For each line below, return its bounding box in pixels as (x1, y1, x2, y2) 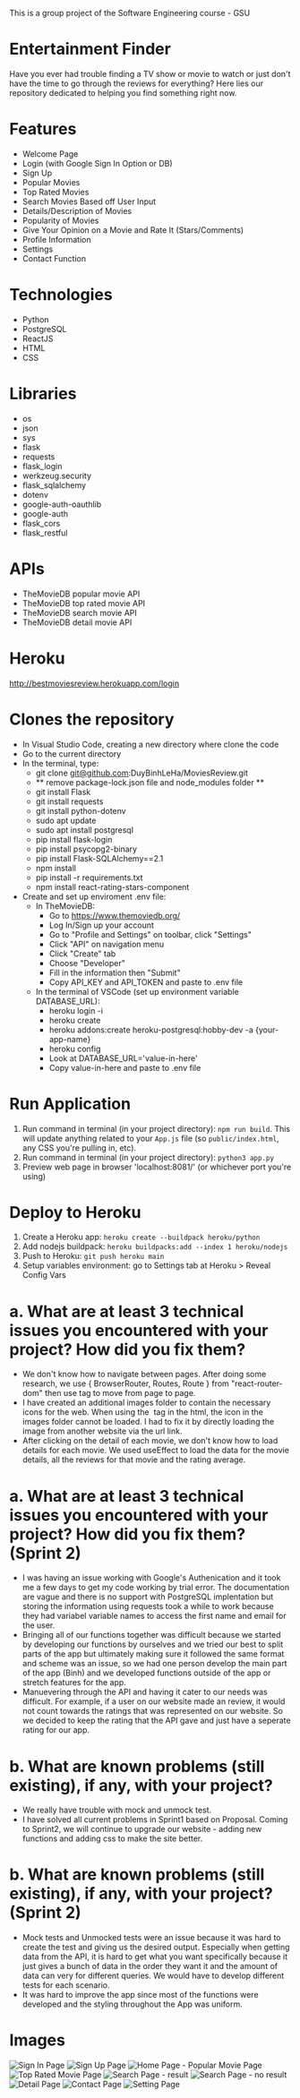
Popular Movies (21, 176, 81, 187)
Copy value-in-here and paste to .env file (48, 1062, 201, 1073)
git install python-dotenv (35, 805, 127, 816)
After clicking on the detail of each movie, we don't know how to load (21, 1435, 279, 1446)
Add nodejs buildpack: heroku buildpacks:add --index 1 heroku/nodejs (21, 1241, 288, 1252)
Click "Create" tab (48, 948, 116, 959)
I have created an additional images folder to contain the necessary (21, 1397, 271, 1409)
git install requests (35, 796, 104, 807)
